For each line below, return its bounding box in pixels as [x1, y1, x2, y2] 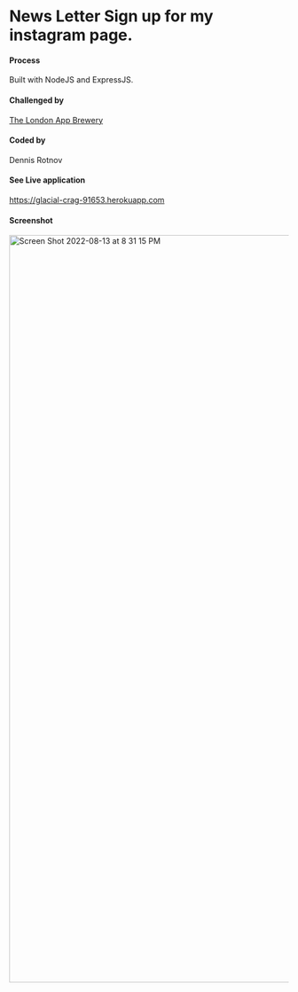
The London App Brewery [9, 114, 104, 125]
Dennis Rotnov [9, 154, 63, 165]
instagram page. [9, 25, 133, 45]
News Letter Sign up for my [9, 6, 214, 27]
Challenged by [9, 95, 65, 105]
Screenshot [9, 215, 53, 225]
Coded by [9, 135, 46, 145]
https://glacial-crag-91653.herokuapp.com [9, 195, 165, 205]
